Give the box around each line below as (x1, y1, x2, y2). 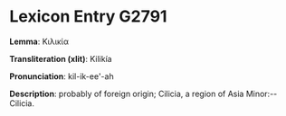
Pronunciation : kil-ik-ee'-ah (9, 70, 115, 82)
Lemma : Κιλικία (9, 36, 70, 47)
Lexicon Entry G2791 (9, 6, 167, 27)
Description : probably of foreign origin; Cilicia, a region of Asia (9, 88, 244, 99)
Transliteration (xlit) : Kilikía (9, 53, 112, 64)
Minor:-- (245, 88, 278, 99)
